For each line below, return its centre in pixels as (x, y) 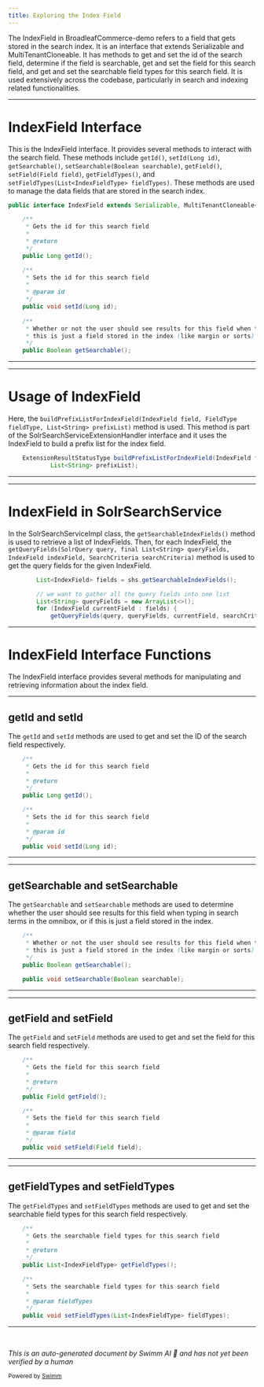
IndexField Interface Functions (110, 655)
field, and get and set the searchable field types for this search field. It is (126, 71)
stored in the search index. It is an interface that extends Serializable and (126, 46)
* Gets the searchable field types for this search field (123, 1236)
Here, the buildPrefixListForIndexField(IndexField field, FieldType (123, 419)
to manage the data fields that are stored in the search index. (107, 190)
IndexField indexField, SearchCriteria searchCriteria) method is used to (132, 557)
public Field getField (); (65, 1097)
